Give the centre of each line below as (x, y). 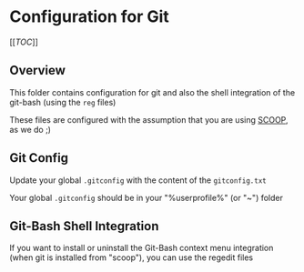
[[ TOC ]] (24, 42)
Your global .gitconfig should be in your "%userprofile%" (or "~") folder (147, 197)
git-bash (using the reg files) (63, 102)
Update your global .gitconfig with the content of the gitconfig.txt (138, 180)
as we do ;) (30, 129)
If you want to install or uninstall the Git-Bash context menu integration (142, 248)
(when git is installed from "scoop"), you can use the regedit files (131, 257)
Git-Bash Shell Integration (84, 226)
